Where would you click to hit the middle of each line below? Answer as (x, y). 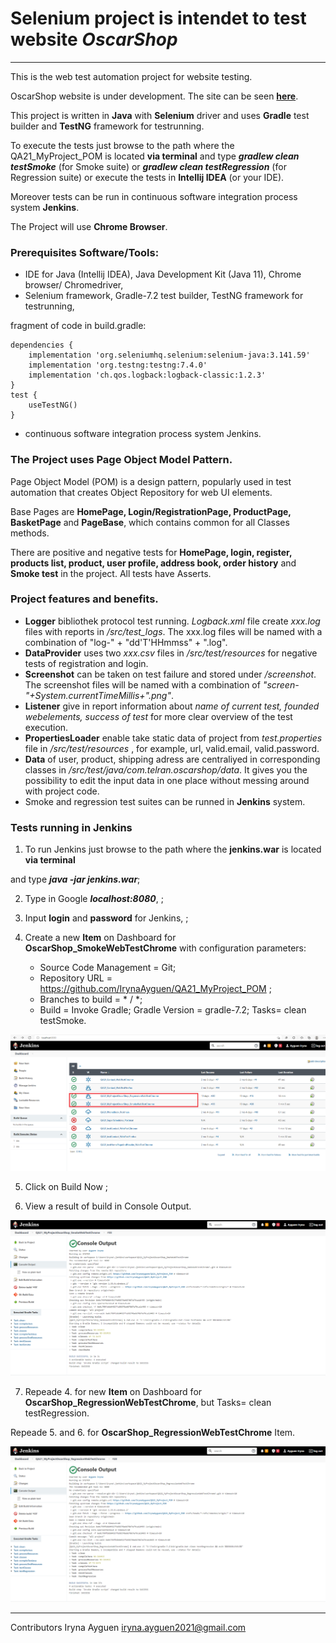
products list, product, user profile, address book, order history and (153, 563)
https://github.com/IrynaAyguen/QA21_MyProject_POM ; (155, 989)
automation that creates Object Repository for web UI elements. (141, 492)
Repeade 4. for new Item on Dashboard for (113, 1392)
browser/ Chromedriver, (74, 285)
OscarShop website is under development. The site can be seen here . (154, 96)
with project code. (62, 791)
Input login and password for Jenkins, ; (106, 918)
